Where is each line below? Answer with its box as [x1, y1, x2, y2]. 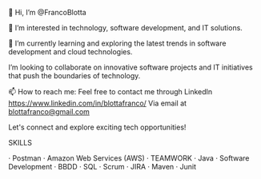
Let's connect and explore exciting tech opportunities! [8, 122, 187, 132]
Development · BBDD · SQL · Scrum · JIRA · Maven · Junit [8, 162, 197, 171]
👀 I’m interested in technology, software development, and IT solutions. [8, 23, 243, 32]
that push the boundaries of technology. [8, 71, 141, 80]
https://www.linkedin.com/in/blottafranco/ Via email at [8, 98, 187, 108]
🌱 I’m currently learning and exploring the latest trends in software [8, 38, 227, 48]
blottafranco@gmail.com [8, 107, 90, 116]
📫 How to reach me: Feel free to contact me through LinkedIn [8, 87, 213, 96]
